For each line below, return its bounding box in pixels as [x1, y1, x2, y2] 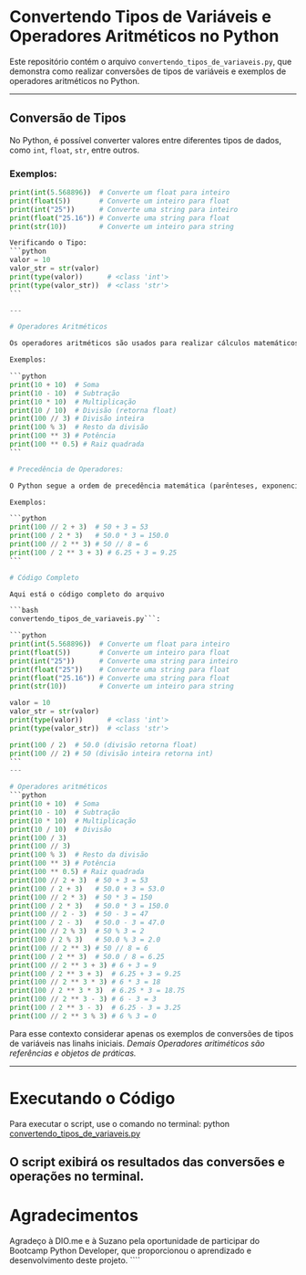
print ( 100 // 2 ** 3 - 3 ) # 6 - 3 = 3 [9, 995, 157, 1004]
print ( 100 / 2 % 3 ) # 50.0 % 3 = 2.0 [9, 935, 161, 944]
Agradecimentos [9, 1206, 139, 1226]
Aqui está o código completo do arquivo [9, 589, 166, 599]
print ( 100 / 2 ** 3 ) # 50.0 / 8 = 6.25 [9, 952, 166, 961]
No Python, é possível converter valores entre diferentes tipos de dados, [9, 134, 282, 145]
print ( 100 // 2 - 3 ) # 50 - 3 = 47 [9, 910, 148, 919]
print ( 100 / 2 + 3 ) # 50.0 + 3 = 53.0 [9, 884, 166, 893]
